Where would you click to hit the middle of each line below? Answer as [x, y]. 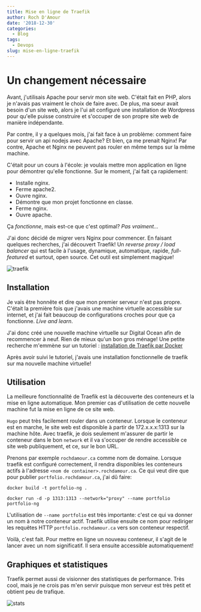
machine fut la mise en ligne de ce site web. [61, 409]
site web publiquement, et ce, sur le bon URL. [63, 447]
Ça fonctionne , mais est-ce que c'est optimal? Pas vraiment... [83, 226]
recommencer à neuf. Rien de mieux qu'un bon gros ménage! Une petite [96, 339]
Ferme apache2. [36, 189]
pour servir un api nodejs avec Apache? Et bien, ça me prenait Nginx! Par [97, 140]
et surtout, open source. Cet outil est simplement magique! [101, 257]
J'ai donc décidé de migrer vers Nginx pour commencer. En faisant [89, 238]
